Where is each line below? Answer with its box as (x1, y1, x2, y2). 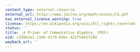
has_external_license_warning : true (5, 16, 81, 21)
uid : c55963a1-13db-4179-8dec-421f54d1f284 (5, 35, 97, 40)
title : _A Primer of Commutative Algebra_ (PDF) (5, 30, 108, 35)
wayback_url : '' (5, 40, 39, 45)
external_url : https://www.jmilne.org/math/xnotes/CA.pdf (5, 12, 128, 17)
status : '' (5, 26, 28, 31)
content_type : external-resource (5, 7, 75, 12)
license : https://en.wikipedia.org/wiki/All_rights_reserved (5, 21, 135, 26)
